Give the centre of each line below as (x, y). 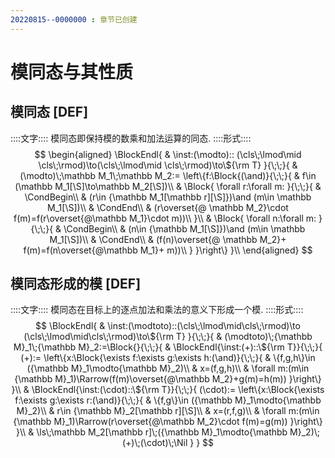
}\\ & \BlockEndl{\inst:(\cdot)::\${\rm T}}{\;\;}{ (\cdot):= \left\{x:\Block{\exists (168, 390)
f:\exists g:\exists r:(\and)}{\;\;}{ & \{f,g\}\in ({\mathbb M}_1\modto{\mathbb (168, 400)
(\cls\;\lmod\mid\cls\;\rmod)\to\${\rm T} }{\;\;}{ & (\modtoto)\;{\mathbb (168, 337)
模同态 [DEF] (49, 112)
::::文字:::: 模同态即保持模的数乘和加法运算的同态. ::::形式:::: (131, 138)
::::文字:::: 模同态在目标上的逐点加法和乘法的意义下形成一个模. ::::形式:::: (157, 310)
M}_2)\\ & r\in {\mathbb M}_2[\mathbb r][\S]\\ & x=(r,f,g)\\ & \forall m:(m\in (168, 411)
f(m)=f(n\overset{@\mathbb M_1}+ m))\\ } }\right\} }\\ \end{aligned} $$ (168, 250)
